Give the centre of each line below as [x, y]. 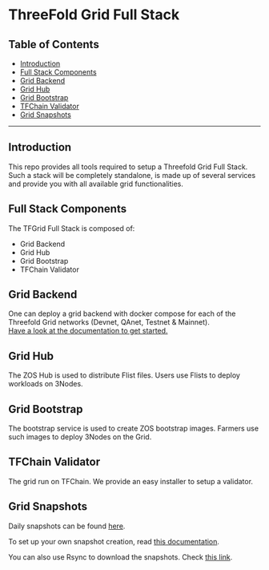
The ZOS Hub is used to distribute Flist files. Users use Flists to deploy [124, 375]
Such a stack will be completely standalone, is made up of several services [132, 175]
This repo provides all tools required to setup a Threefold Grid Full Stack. [128, 167]
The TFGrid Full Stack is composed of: [72, 228]
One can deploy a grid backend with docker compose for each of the [122, 313]
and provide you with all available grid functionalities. [96, 184]
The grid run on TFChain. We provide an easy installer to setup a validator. [131, 481]
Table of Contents [54, 44]
